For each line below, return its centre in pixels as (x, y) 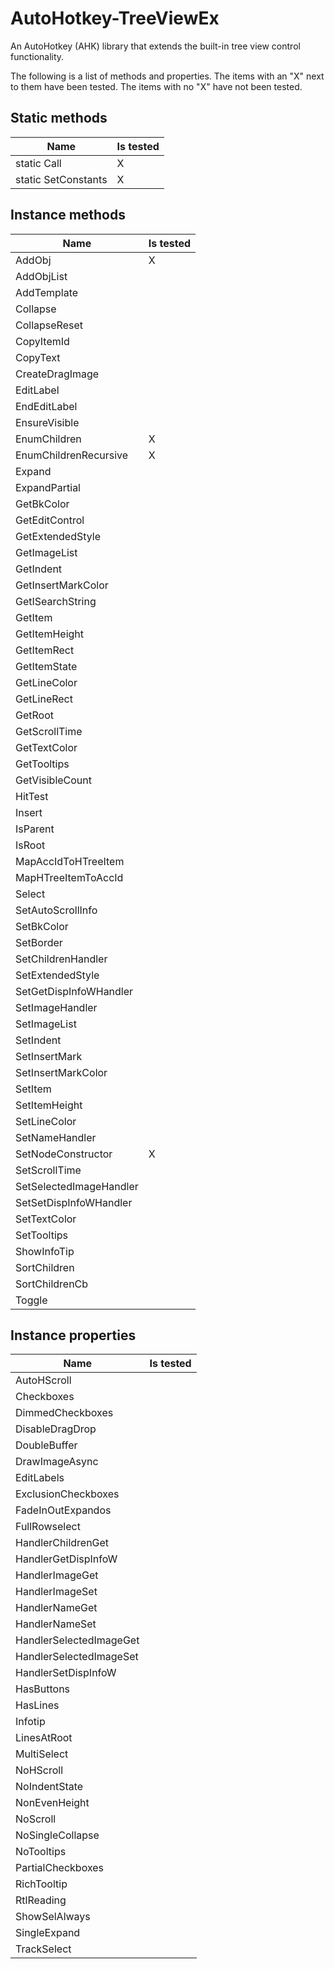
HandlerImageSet (56, 1592)
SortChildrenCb (52, 1284)
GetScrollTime (49, 731)
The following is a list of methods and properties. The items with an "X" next (167, 76)
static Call (38, 163)
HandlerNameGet (56, 1608)
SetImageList (46, 1024)
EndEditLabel (46, 406)
